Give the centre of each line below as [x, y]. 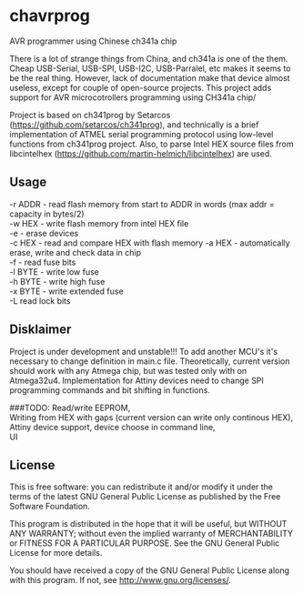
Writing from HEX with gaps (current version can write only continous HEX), [151, 417]
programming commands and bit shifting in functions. [110, 390]
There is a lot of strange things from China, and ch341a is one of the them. [149, 58]
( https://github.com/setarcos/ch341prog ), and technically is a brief [134, 125]
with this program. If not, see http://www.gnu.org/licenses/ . [121, 580]
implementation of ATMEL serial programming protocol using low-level [141, 134]
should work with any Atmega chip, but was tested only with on [128, 370]
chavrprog [50, 16]
